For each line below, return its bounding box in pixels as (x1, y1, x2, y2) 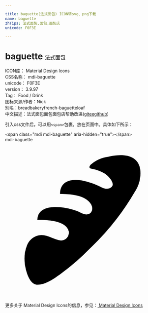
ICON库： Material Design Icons (5, 68, 70, 74)
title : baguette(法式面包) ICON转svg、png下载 (5, 11, 96, 16)
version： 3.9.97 (5, 86, 38, 92)
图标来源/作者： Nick (5, 99, 46, 105)
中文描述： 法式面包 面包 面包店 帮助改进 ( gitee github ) (5, 111, 109, 117)
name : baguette (5, 16, 36, 21)
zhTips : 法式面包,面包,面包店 (5, 21, 60, 26)
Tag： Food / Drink (5, 92, 43, 99)
